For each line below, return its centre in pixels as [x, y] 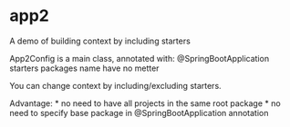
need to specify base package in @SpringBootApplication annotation [139, 112]
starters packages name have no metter [84, 68]
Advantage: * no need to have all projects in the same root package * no [145, 103]
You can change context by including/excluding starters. [115, 85]
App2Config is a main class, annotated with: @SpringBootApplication [140, 58]
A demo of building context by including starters [100, 41]
